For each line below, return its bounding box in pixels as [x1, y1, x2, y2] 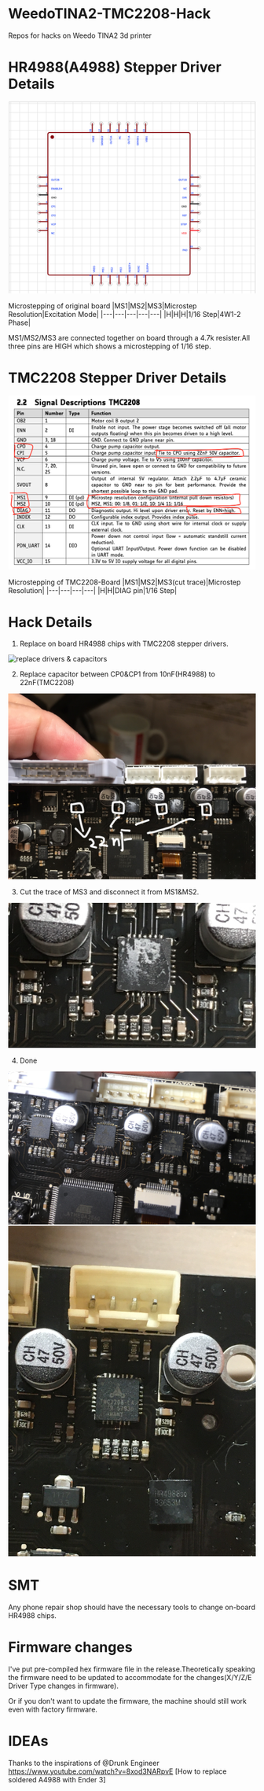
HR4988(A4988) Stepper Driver [8, 58, 222, 76]
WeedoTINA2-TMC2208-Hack [8, 5, 211, 23]
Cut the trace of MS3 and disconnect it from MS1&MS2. [19, 887, 200, 897]
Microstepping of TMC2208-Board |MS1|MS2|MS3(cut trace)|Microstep [8, 577, 241, 587]
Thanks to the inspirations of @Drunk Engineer [8, 1758, 159, 1767]
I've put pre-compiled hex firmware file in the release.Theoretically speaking [8, 1664, 255, 1674]
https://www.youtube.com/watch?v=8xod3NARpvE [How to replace [8, 1767, 227, 1776]
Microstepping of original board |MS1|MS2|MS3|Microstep [8, 300, 197, 311]
